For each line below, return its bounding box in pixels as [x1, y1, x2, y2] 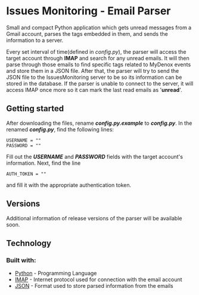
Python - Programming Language [14, 270, 97, 277]
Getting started [6, 103, 64, 114]
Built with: [6, 256, 36, 264]
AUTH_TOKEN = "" [6, 171, 46, 177]
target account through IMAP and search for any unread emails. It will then [6, 54, 189, 62]
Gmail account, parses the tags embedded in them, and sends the [6, 30, 168, 37]
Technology [6, 238, 52, 248]
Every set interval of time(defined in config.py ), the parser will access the [6, 48, 186, 55]
